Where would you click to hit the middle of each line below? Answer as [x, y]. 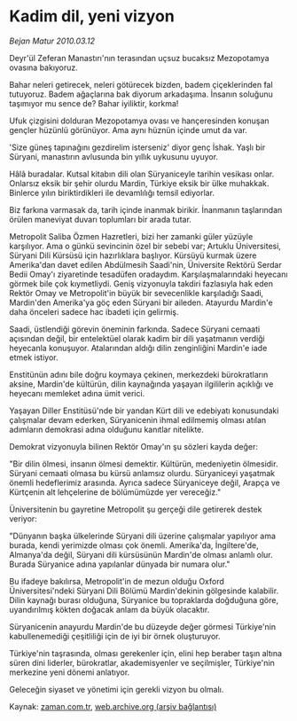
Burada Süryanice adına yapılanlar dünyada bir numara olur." [120, 564]
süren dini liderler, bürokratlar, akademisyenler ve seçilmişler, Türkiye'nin [142, 662]
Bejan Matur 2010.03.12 [52, 41]
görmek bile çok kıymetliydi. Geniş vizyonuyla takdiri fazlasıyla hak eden [141, 283]
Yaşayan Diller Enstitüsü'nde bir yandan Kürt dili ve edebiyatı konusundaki [144, 411]
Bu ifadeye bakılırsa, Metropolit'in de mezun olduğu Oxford [117, 581]
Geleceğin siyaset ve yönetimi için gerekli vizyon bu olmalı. [117, 689]
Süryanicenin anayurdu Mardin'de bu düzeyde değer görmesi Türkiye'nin [143, 626]
